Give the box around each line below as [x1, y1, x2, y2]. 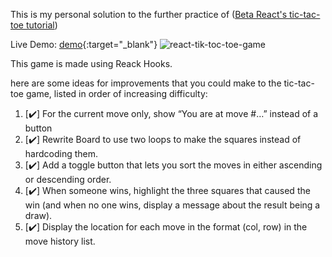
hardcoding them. [24, 148, 99, 159]
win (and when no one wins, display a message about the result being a [24, 199, 321, 211]
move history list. [24, 235, 96, 247]
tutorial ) [25, 19, 58, 31]
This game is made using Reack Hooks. [10, 58, 173, 69]
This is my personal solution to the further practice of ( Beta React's [10, 9, 288, 20]
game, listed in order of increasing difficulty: [25, 88, 208, 99]
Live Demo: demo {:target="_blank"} [10, 39, 158, 50]
